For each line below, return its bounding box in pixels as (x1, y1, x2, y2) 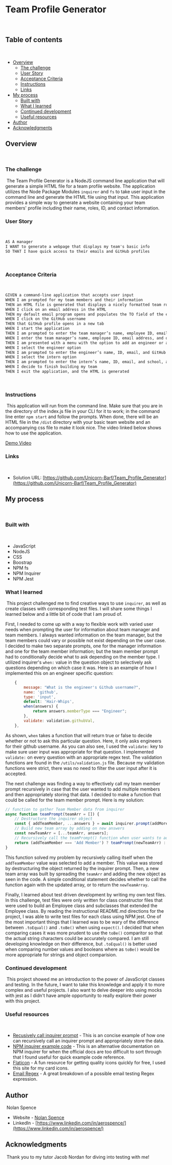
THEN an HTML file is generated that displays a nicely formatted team (5, 302, 161, 307)
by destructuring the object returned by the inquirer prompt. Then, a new (5, 865, 159, 871)
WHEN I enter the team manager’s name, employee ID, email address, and (5, 335, 164, 341)
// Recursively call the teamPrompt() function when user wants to (14, 835, 161, 840)
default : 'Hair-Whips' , (24, 699, 74, 704)
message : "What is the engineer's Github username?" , (24, 685, 141, 690)
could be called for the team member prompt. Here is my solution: (5, 797, 144, 803)
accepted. (5, 771, 27, 777)
